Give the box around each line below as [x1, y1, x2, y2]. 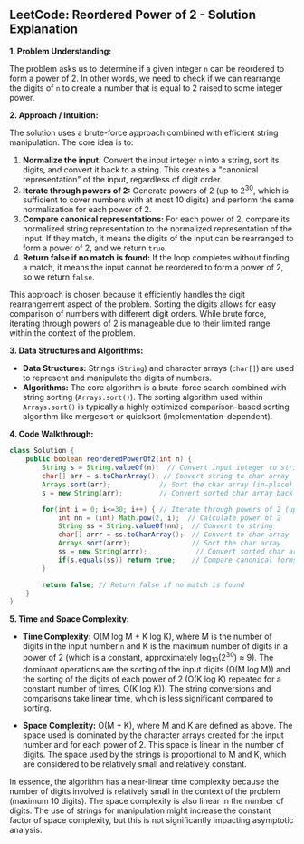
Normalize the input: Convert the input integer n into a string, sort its [22, 154, 280, 165]
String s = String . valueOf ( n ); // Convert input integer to [42, 463, 278, 473]
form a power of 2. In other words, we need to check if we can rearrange [9, 73, 281, 83]
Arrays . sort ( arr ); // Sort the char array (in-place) [42, 480, 294, 489]
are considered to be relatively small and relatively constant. [22, 758, 247, 770]
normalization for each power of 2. [22, 204, 152, 215]
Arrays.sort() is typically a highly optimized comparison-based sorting [22, 401, 290, 412]
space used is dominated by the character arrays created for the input [22, 730, 285, 741]
